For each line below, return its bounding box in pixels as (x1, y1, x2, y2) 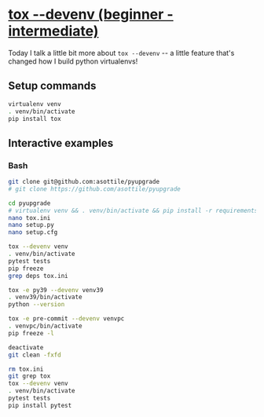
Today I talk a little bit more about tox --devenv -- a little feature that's (8, 48, 235, 57)
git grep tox (8, 372, 51, 380)
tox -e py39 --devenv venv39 (8, 286, 104, 294)
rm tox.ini (8, 365, 44, 373)
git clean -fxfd (8, 351, 61, 359)
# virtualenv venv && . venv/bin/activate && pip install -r (8, 207, 213, 214)
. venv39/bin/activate (8, 293, 82, 302)
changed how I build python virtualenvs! (8, 57, 138, 66)
